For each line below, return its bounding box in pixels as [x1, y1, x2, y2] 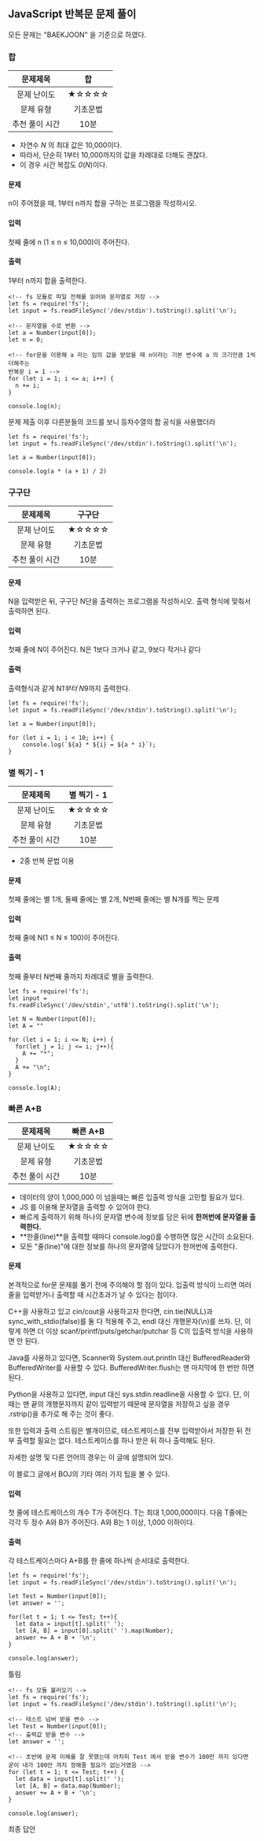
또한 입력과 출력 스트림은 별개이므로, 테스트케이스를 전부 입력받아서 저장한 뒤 [8, 1426, 244, 1436]
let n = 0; [8, 336, 44, 344]
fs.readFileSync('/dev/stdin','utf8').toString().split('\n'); [8, 1001, 220, 1009]
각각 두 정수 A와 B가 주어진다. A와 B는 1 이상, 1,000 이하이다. [8, 1518, 195, 1527]
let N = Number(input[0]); [8, 1015, 97, 1023]
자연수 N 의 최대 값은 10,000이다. [19, 140, 123, 150]
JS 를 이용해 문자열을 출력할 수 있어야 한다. [19, 1202, 152, 1211]
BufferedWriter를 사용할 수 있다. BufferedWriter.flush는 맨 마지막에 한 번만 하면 [8, 1363, 255, 1373]
